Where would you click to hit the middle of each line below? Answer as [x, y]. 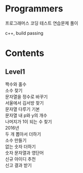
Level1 [15, 72]
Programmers [34, 9]
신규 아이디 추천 [21, 159]
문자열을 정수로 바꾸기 [27, 96]
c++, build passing [24, 33]
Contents [25, 53]
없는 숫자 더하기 [21, 146]
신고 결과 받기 [19, 165]
